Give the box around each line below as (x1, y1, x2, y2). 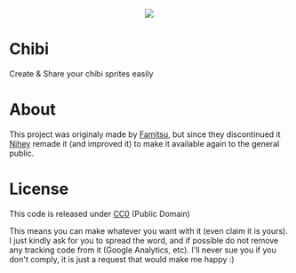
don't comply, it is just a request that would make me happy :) (9, 253, 235, 264)
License (9, 179, 69, 199)
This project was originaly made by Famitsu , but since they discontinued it (9, 129, 282, 140)
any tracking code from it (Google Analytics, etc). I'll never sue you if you (9, 245, 277, 255)
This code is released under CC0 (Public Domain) (9, 208, 191, 219)
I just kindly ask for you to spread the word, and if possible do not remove (9, 235, 279, 245)
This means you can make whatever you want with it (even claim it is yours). (9, 225, 289, 236)
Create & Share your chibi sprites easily (9, 68, 154, 79)
